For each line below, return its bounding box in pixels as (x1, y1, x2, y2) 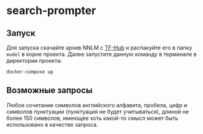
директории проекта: (6, 57, 63, 64)
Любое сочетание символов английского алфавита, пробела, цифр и (6, 101, 188, 108)
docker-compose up (6, 69, 53, 75)
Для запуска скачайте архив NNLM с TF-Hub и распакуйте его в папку (6, 44, 193, 51)
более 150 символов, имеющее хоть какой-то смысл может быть (6, 114, 178, 122)
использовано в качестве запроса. (6, 121, 98, 128)
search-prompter (6, 4, 96, 18)
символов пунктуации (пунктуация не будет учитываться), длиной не (6, 108, 189, 115)
